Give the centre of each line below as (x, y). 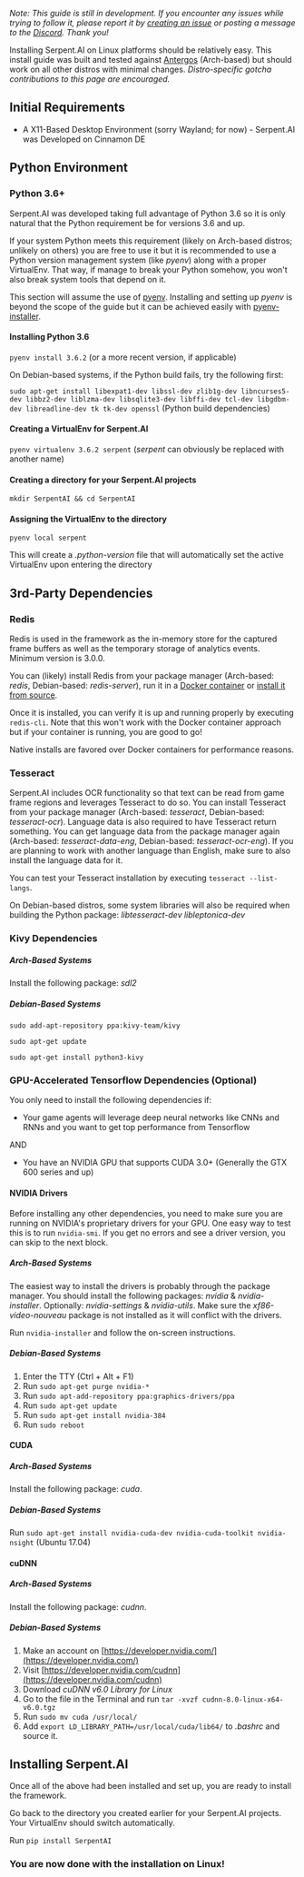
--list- (264, 879)
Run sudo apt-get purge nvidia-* (86, 1385)
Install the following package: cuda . (76, 1489)
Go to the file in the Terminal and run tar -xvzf (110, 1699)
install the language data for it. (66, 860)
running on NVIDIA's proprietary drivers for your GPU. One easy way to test (150, 1223)
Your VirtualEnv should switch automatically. (92, 1823)
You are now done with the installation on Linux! (117, 1864)
